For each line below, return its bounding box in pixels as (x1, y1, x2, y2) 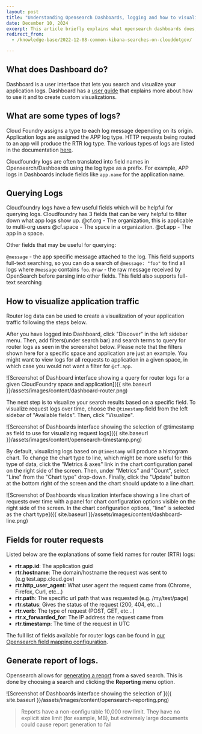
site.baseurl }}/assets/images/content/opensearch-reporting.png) (6, 696, 170, 703)
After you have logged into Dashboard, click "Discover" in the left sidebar (6, 330, 188, 338)
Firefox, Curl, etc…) (14, 588, 63, 595)
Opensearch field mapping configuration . (6, 638, 108, 646)
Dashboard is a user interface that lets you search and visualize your (6, 80, 176, 88)
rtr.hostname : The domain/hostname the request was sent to (14, 569, 167, 576)
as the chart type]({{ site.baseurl (6, 511, 87, 518)
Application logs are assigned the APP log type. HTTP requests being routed (6, 133, 196, 141)
